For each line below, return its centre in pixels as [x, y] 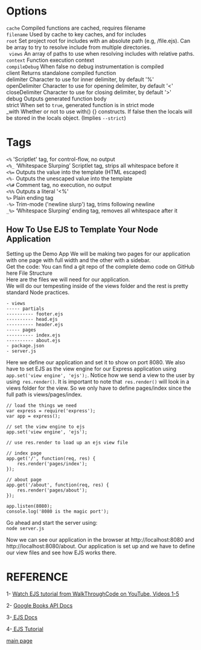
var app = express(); [33, 416]
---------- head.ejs [32, 319]
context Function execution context [50, 60]
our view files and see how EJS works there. [61, 553]
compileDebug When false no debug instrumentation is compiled [85, 66]
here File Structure [29, 273]
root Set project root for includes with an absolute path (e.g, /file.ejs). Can [98, 41]
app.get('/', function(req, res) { [51, 458]
